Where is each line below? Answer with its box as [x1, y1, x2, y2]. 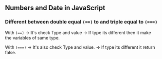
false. [5, 49, 16, 55]
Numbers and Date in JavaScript [5, 4, 106, 12]
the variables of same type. [5, 35, 60, 40]
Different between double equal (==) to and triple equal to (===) [5, 19, 158, 25]
